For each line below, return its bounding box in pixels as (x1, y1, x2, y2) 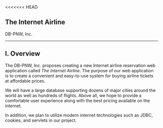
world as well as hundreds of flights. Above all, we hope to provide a (5, 92, 142, 98)
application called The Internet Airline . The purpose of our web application (5, 67, 154, 73)
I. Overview (5, 49, 40, 58)
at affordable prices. (5, 78, 46, 84)
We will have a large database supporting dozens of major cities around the (5, 87, 156, 93)
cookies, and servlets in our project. (5, 117, 77, 123)
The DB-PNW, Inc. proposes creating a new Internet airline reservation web (5, 63, 156, 68)
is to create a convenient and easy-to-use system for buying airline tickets (5, 73, 154, 79)
